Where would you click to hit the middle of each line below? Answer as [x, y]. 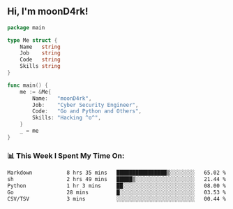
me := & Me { [36, 92]
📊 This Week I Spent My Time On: [66, 155]
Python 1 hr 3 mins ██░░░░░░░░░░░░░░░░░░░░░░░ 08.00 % [117, 186]
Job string [40, 53]
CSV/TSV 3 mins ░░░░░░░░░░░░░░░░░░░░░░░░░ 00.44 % [117, 199]
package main [26, 27]
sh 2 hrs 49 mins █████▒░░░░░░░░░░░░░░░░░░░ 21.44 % [117, 179]
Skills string [40, 66]
